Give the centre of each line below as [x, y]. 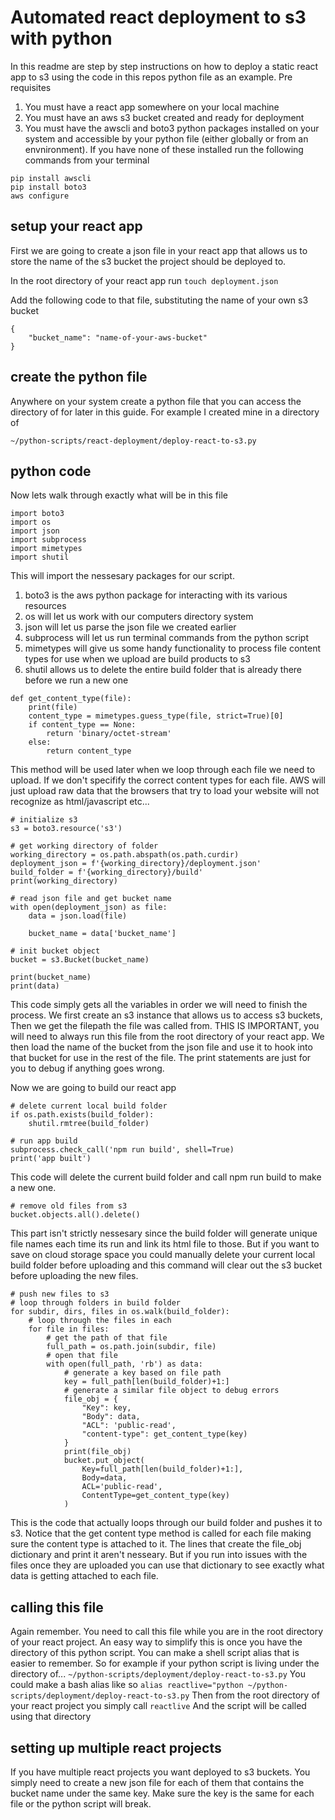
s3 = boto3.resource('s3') [66, 829]
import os [31, 522]
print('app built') [51, 1159]
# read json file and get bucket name [91, 899]
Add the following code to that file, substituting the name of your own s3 [159, 300]
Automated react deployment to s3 [158, 17]
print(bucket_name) [51, 977]
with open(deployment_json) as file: [89, 907]
